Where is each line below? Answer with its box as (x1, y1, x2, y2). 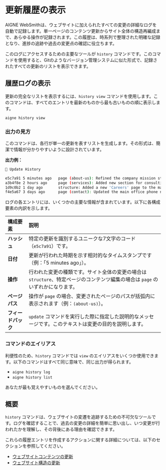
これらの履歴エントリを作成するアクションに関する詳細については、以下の (5, 437, 157, 443)
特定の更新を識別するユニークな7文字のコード (29, 235, 136, 242)
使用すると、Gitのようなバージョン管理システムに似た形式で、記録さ (18, 57, 158, 63)
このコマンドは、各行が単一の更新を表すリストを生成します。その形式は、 (5, 140, 157, 146)
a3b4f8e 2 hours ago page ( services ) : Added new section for (5, 180, 142, 186)
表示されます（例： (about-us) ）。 (29, 300, 106, 307)
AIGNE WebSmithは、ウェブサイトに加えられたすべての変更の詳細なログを (5, 22, 157, 28)
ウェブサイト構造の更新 (12, 460, 60, 466)
